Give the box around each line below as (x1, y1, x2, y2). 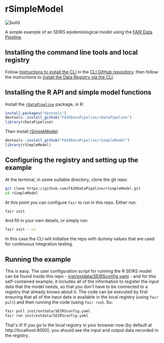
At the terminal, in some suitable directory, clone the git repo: (5, 177, 128, 182)
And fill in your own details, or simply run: (5, 218, 89, 223)
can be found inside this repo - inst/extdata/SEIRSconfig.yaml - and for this (5, 273, 156, 279)
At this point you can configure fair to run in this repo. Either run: (5, 199, 137, 205)
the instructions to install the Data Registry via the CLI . (5, 74, 114, 80)
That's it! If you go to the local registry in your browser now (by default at (5, 322, 152, 328)
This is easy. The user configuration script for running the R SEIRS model (5, 268, 152, 274)
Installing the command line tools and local (5, 48, 138, 57)
